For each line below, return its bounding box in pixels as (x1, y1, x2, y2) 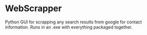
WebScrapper (5, 3, 62, 14)
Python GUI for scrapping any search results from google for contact (5, 19, 142, 25)
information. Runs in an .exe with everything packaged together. (5, 24, 133, 30)
